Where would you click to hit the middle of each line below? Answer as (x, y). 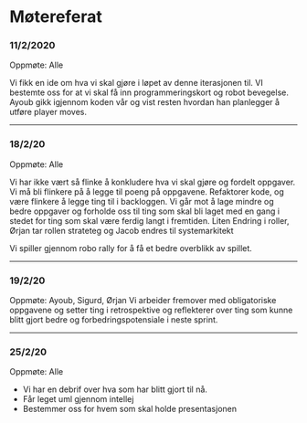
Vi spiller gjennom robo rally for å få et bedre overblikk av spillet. (131, 248)
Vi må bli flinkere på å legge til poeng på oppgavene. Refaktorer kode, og (147, 191)
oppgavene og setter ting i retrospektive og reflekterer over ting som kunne (151, 310)
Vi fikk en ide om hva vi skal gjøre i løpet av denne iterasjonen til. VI (136, 83)
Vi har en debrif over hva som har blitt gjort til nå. (115, 389)
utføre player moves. (48, 112)
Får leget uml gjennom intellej (78, 399)
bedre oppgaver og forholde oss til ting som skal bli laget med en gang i (145, 211)
